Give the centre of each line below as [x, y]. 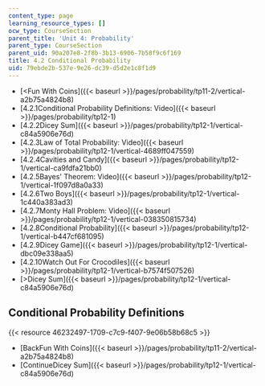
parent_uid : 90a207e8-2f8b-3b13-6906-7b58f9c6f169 [95, 53]
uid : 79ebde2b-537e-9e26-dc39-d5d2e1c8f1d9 [82, 68]
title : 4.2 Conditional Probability [69, 61]
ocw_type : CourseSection [50, 31]
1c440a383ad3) [47, 202]
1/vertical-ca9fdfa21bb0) [61, 168]
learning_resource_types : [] [57, 23]
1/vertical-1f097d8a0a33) [62, 185]
